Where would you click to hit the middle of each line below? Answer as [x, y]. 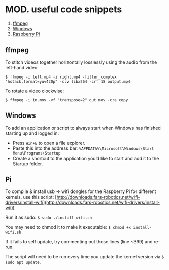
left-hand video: [22, 67]
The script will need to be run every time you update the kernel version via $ [85, 257]
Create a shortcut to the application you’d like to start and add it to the [86, 158]
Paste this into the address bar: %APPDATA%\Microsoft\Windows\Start [83, 148]
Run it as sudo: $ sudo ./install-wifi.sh [49, 218]
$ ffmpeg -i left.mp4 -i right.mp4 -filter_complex [61, 77]
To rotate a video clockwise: [35, 91]
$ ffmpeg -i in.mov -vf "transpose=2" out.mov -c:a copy [67, 100]
